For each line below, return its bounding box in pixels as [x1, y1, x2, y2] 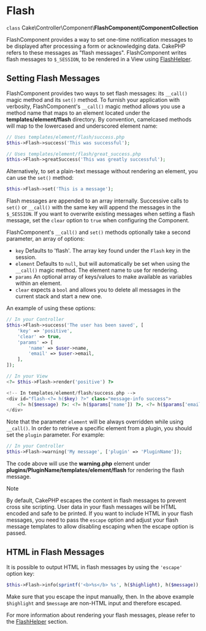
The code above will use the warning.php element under [6, 460, 151, 467]
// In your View [6, 373, 48, 379]
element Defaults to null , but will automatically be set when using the [15, 260, 190, 268]
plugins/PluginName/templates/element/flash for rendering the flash [6, 466, 185, 473]
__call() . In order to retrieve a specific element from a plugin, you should [6, 425, 192, 432]
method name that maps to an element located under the [6, 109, 150, 117]
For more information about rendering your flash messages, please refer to [6, 611, 196, 619]
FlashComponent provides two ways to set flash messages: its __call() [6, 90, 188, 97]
